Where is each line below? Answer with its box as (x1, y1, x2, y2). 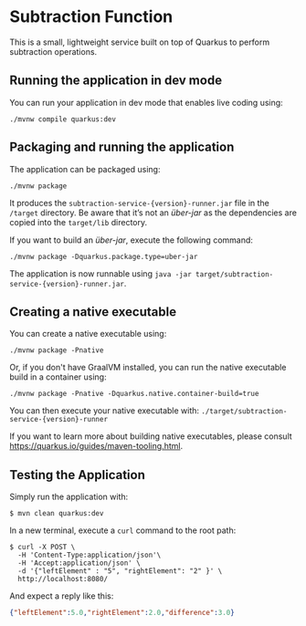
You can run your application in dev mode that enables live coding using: (9, 97, 283, 108)
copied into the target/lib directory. (9, 216, 148, 227)
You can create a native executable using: (9, 329, 167, 339)
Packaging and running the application (9, 140, 235, 155)
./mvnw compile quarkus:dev (9, 114, 117, 124)
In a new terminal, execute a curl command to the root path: (9, 525, 237, 536)
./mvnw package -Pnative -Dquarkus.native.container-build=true (9, 390, 259, 399)
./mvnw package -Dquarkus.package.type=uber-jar (9, 252, 198, 261)
